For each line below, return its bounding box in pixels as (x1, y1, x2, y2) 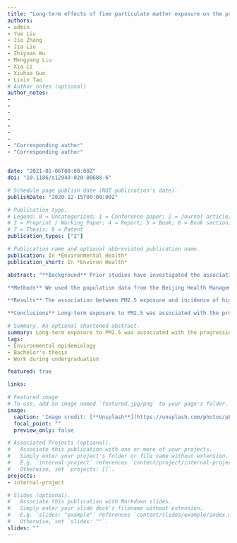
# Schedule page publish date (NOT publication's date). (7, 187, 178, 194)
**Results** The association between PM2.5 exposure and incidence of (7, 297, 219, 304)
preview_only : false (13, 426, 74, 434)
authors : (7, 17, 33, 24)
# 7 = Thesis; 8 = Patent (7, 226, 83, 234)
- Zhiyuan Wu (7, 50, 46, 57)
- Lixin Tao (7, 76, 42, 84)
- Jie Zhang (7, 37, 42, 44)
